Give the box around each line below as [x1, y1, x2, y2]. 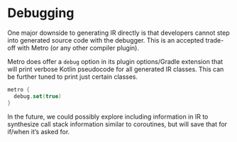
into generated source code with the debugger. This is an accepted [7, 35, 204, 44]
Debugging [7, 5, 75, 21]
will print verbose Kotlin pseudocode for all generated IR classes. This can [7, 65, 224, 73]
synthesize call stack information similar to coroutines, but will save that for [7, 119, 228, 129]
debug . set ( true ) [13, 92, 62, 100]
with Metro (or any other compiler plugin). [17, 43, 140, 52]
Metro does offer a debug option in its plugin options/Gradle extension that [7, 57, 224, 65]
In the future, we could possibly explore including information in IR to [7, 112, 209, 121]
